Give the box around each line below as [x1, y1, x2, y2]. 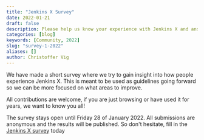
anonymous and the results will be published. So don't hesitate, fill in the [6, 120, 188, 128]
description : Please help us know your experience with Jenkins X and [6, 26, 189, 32]
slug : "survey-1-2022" [6, 43, 64, 49]
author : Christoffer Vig [6, 54, 69, 60]
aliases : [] [6, 49, 36, 55]
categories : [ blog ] [6, 32, 56, 38]
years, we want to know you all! [6, 102, 85, 110]
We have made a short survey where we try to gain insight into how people [6, 71, 194, 78]
